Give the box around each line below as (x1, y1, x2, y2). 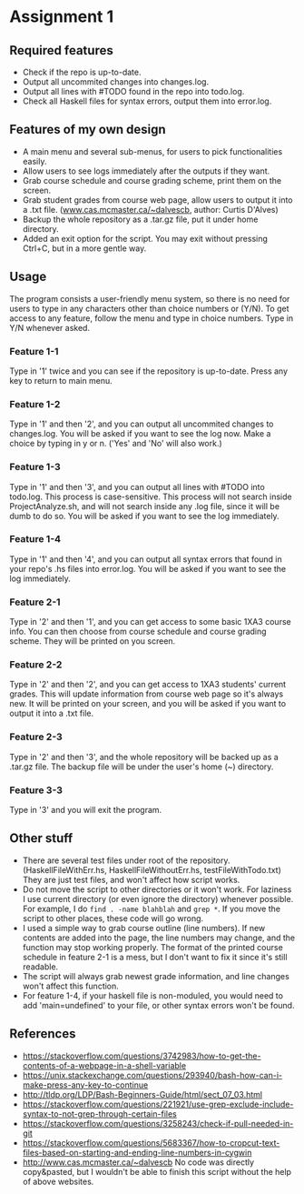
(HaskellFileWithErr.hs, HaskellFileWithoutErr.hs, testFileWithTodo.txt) (22, 864, 281, 875)
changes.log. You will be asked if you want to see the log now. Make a (9, 428, 271, 439)
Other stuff (9, 830, 74, 847)
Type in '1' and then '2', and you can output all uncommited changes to (9, 418, 274, 429)
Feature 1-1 (9, 345, 59, 357)
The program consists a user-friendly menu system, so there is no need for (9, 293, 290, 304)
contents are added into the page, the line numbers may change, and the (22, 932, 296, 943)
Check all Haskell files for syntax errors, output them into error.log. (22, 95, 272, 106)
